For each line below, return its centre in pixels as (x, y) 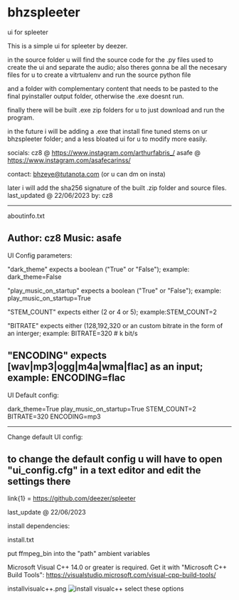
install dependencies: (38, 526)
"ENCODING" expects (57, 356)
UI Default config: (33, 395)
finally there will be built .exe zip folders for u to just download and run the (116, 110)
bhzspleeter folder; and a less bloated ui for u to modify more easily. (107, 139)
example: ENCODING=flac (67, 378)
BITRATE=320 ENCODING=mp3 (54, 416)
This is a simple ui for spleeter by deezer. (68, 46)
